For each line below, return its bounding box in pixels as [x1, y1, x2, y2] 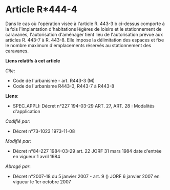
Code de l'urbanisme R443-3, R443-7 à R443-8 [12, 83, 114, 89]
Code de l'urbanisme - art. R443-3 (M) [12, 77, 95, 83]
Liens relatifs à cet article [5, 57, 60, 64]
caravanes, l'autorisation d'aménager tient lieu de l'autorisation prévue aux [5, 31, 163, 37]
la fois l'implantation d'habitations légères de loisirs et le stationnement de [5, 26, 162, 32]
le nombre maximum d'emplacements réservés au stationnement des [5, 42, 152, 48]
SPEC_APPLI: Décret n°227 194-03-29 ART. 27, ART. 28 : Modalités [12, 102, 155, 109]
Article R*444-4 [5, 4, 78, 15]
